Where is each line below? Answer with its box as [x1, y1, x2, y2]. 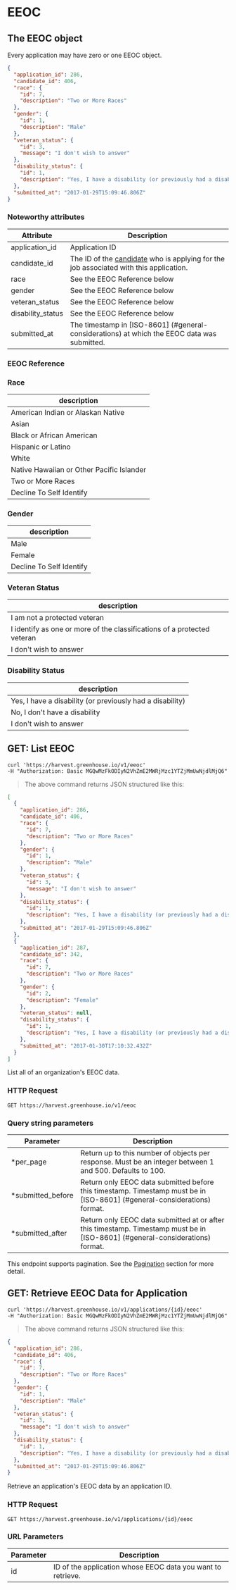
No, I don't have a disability [11, 707, 100, 717]
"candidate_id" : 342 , [20, 950, 83, 958]
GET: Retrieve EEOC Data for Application [7, 1287, 188, 1300]
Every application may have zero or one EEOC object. [7, 51, 162, 59]
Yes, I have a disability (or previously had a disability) [11, 695, 186, 705]
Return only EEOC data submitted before [80, 1177, 214, 1187]
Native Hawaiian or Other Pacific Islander [11, 464, 147, 474]
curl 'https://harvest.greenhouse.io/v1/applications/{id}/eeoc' [7, 1306, 202, 1313]
